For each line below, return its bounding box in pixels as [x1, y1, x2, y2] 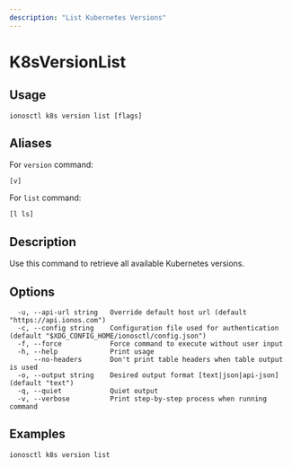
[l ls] [9, 210, 34, 219]
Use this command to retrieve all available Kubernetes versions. [9, 258, 245, 269]
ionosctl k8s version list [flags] [9, 111, 143, 120]
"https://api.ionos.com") [9, 316, 106, 325]
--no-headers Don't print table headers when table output [32, 356, 283, 365]
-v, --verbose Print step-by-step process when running [17, 394, 268, 404]
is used [9, 363, 39, 373]
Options [9, 284, 56, 299]
